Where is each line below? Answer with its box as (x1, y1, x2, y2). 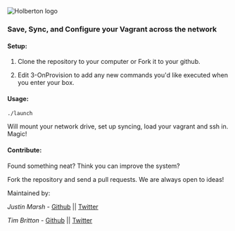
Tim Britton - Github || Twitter (7, 216, 93, 224)
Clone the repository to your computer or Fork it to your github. (17, 58, 201, 66)
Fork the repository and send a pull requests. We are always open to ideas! (7, 175, 224, 183)
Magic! (7, 130, 27, 138)
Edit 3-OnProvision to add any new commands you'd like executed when (17, 71, 229, 79)
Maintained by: (7, 189, 51, 197)
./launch (7, 110, 33, 117)
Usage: (7, 94, 30, 103)
